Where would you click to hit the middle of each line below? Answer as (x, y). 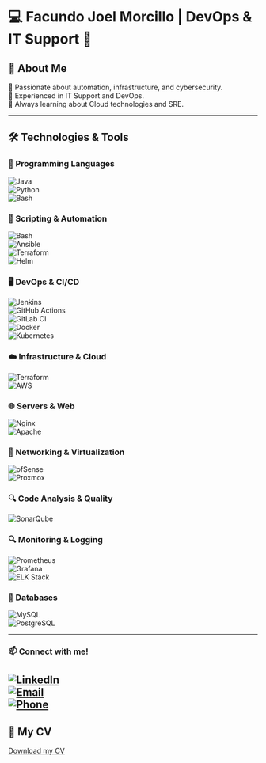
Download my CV (37, 751)
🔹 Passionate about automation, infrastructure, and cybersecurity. (116, 87)
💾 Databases (33, 598)
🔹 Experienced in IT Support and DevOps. (76, 96)
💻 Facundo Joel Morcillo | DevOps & (130, 17)
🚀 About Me (38, 68)
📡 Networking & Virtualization (66, 452)
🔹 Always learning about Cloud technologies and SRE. (96, 104)
